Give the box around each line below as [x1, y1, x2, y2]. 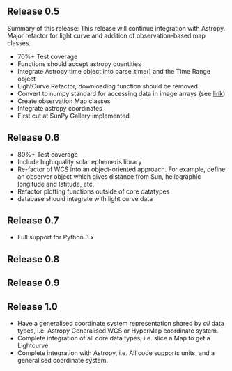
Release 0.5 [7, 6, 60, 17]
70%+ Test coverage [17, 52, 78, 61]
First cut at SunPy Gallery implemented [17, 111, 130, 120]
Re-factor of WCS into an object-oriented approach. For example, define [17, 165, 226, 173]
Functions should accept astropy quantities [17, 59, 141, 68]
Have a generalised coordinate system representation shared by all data [17, 319, 224, 328]
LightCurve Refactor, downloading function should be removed [17, 81, 199, 90]
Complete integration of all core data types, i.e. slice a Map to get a [17, 334, 210, 342]
